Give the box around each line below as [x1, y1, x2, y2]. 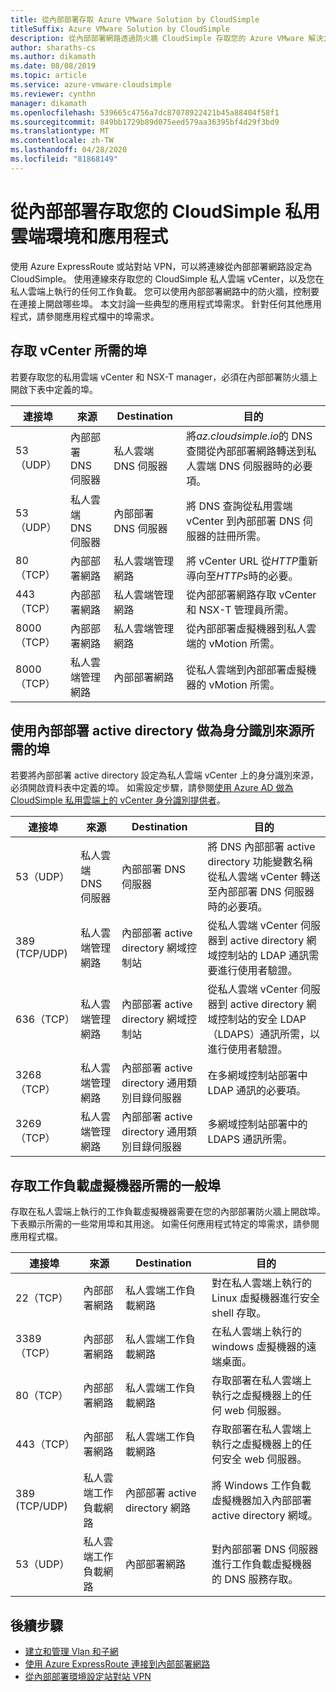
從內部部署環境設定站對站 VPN [24, 1670, 152, 1682]
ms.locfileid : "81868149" [10, 154, 118, 164]
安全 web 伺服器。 [221, 1452, 308, 1466]
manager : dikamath [10, 98, 87, 108]
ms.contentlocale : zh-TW [10, 136, 114, 146]
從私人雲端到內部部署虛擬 [186, 662, 307, 676]
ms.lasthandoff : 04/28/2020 [10, 145, 128, 155]
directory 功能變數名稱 [207, 855, 313, 869]
